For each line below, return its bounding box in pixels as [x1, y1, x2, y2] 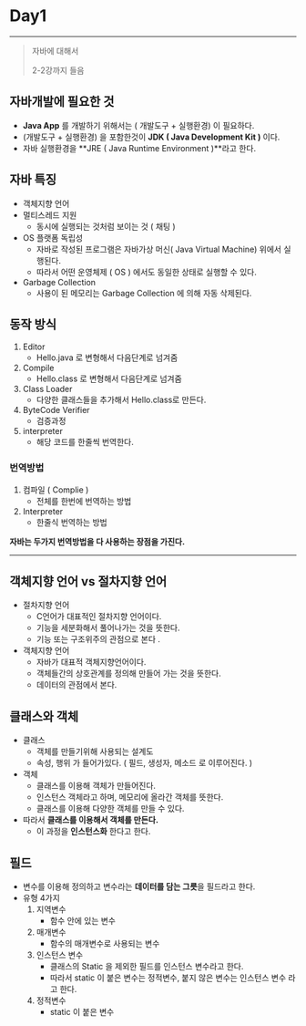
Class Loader [22, 384, 73, 395]
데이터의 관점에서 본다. [36, 679, 117, 690]
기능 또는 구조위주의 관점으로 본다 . [36, 634, 161, 645]
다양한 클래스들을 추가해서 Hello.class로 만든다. [36, 394, 207, 406]
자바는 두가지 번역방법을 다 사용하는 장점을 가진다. [9, 535, 185, 547]
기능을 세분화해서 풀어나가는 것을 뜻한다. [36, 622, 180, 634]
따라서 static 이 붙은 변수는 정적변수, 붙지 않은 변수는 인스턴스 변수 [49, 972, 287, 983]
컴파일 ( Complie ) [22, 484, 89, 495]
